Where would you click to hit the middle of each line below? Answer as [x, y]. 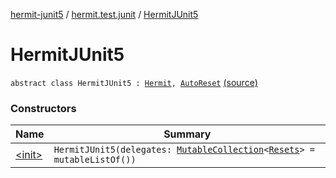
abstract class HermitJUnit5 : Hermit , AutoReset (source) [134, 82]
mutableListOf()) [95, 160]
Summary [187, 134]
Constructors [43, 108]
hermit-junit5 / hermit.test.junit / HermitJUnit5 [104, 14]
